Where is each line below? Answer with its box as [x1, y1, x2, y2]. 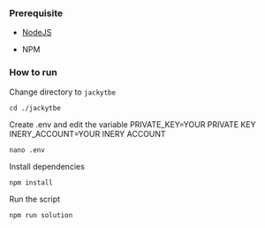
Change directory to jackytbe [9, 87, 117, 97]
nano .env [9, 145, 46, 155]
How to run [9, 66, 57, 79]
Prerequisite [9, 7, 64, 19]
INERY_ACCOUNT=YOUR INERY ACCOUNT [9, 128, 166, 139]
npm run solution [9, 210, 73, 219]
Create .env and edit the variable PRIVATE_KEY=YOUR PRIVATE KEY [9, 118, 256, 130]
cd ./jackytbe [9, 103, 62, 112]
